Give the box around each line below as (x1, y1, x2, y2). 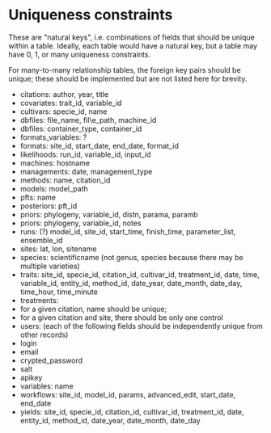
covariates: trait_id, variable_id (19, 98, 122, 107)
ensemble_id (19, 235, 63, 245)
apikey (19, 372, 43, 382)
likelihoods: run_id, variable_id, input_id (19, 149, 151, 159)
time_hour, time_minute (19, 287, 99, 296)
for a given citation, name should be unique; (19, 304, 167, 313)
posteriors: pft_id (19, 200, 78, 211)
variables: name (19, 381, 74, 391)
